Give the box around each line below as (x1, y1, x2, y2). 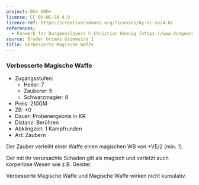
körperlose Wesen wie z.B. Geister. (6, 161, 92, 168)
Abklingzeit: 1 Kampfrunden (14, 125, 82, 132)
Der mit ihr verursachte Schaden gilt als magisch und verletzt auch (6, 155, 169, 162)
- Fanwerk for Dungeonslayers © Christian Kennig (11, 31, 136, 37)
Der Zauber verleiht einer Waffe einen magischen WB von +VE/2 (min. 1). (6, 143, 184, 150)
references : (6, 25, 36, 31)
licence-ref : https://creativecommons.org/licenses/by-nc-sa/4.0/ (6, 20, 174, 25)
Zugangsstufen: (14, 75, 54, 82)
